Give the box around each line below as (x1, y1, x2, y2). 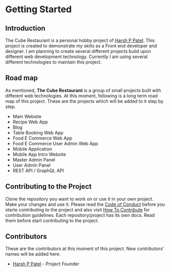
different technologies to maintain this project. (5, 59, 102, 65)
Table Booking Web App (12, 129, 64, 135)
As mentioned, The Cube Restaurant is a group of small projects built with (5, 87, 161, 93)
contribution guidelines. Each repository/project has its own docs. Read (5, 212, 155, 218)
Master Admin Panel (12, 156, 55, 162)
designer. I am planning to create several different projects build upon (5, 48, 151, 54)
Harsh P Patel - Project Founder (12, 261, 80, 267)
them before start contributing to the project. (5, 217, 99, 224)
